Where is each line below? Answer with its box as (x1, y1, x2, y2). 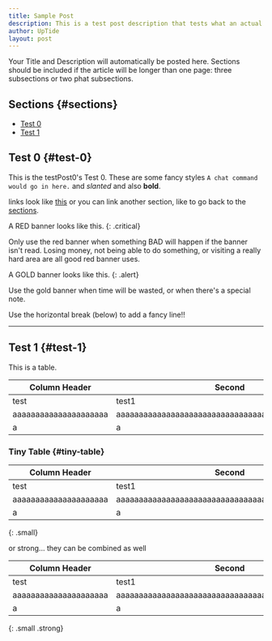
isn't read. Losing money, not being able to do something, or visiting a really (8, 245, 261, 255)
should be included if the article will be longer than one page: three (8, 66, 232, 75)
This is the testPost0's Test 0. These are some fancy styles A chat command (8, 172, 258, 182)
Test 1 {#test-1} (8, 341, 87, 355)
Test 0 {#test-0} (8, 151, 92, 165)
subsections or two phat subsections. (8, 74, 134, 83)
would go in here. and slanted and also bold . (8, 181, 161, 190)
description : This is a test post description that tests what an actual (8, 19, 263, 28)
